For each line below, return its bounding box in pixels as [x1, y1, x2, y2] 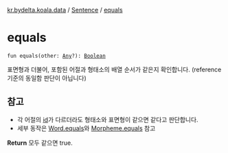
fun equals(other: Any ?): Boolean [7, 52, 106, 59]
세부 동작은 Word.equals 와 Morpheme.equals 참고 [16, 123, 156, 132]
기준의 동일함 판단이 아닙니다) [7, 73, 87, 82]
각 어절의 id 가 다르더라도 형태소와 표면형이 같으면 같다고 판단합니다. [16, 115, 198, 123]
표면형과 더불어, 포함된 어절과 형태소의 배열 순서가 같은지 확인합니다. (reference [7, 65, 222, 73]
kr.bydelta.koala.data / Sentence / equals [7, 6, 123, 14]
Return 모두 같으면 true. [7, 139, 73, 147]
